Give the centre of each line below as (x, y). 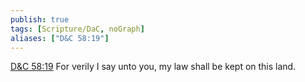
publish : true (40, 19)
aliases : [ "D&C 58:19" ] (60, 38)
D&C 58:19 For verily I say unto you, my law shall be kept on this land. (153, 67)
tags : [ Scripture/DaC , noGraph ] (77, 29)
